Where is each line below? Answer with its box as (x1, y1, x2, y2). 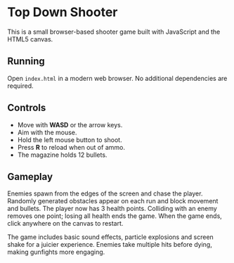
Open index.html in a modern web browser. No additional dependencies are (7, 74, 228, 82)
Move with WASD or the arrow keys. (17, 120, 123, 129)
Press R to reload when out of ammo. (17, 143, 125, 151)
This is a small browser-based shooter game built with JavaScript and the (7, 27, 221, 36)
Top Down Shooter (7, 4, 118, 20)
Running (7, 56, 46, 68)
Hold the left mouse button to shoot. (17, 135, 122, 144)
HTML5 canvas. (7, 34, 53, 43)
